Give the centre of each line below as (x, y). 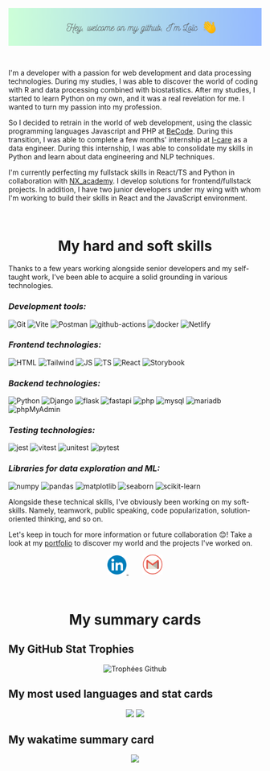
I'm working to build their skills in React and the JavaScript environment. (128, 198)
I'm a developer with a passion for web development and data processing (130, 73)
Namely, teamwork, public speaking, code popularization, (124, 510)
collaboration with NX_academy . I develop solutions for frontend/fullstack (130, 181)
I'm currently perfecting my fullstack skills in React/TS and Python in (122, 172)
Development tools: (47, 307)
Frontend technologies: (55, 344)
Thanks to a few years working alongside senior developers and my (121, 269)
